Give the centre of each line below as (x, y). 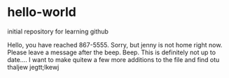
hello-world (42, 12)
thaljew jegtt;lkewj (33, 67)
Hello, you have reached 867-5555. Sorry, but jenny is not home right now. (115, 45)
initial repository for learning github (58, 31)
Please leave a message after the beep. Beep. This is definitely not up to (111, 52)
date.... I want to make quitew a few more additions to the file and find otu (113, 59)
